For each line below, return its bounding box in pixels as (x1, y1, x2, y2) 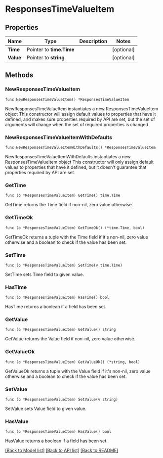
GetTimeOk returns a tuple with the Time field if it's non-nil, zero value (5, 234, 148, 240)
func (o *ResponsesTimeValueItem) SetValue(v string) (5, 397, 119, 402)
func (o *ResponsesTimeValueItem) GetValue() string (5, 327, 116, 332)
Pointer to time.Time (26, 46, 75, 53)
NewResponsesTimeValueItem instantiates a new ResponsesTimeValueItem (5, 105, 159, 112)
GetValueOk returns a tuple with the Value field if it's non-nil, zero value (5, 368, 151, 374)
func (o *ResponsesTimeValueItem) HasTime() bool (5, 295, 110, 300)
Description (79, 38, 108, 45)
